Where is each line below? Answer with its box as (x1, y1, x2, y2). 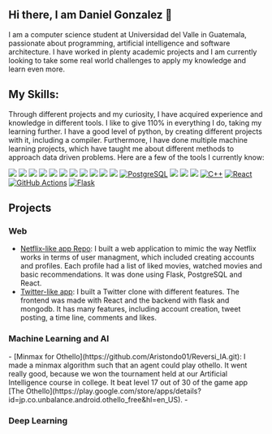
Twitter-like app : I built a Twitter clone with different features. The (19, 287, 240, 297)
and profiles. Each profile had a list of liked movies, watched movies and (19, 261, 262, 271)
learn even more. (8, 64, 65, 74)
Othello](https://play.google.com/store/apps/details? (25, 386, 201, 396)
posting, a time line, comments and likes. (19, 313, 157, 323)
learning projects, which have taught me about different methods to (8, 144, 234, 153)
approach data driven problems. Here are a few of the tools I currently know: (8, 152, 265, 162)
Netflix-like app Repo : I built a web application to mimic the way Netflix (19, 244, 257, 254)
